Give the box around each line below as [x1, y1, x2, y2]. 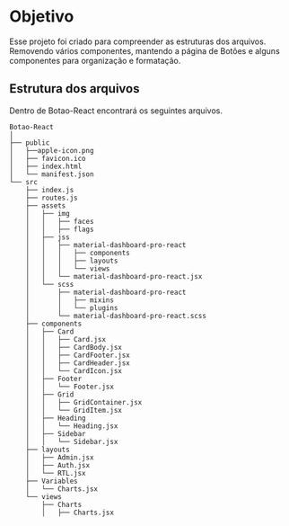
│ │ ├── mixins [25, 295, 115, 305]
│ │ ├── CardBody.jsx [25, 343, 123, 352]
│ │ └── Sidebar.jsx [25, 437, 118, 446]
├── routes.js [25, 193, 78, 202]
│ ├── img [25, 209, 70, 218]
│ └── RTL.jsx [25, 468, 87, 477]
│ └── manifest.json [9, 169, 94, 179]
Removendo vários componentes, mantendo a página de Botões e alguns [9, 45, 280, 56]
